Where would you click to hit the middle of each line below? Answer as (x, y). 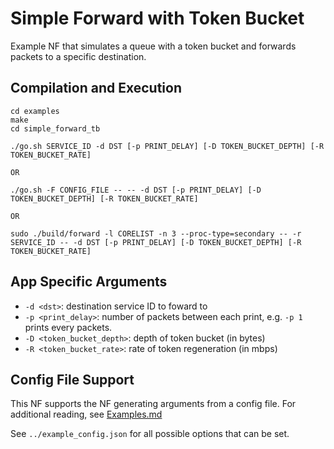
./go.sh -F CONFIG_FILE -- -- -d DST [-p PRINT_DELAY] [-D (136, 190)
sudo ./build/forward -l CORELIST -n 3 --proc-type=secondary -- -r (156, 233)
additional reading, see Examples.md (86, 414)
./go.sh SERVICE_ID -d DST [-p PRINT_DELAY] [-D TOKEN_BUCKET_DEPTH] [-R (167, 146)
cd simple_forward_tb (55, 128)
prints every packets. (68, 327)
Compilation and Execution (96, 88)
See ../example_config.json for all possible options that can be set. (150, 434)
